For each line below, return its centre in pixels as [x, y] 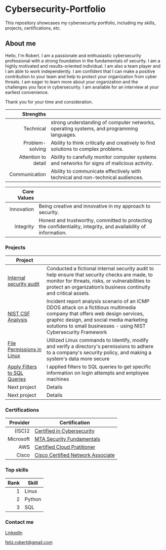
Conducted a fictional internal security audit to [100, 269]
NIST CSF [19, 314]
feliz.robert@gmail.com [29, 542]
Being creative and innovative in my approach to [95, 206]
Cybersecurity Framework [77, 332]
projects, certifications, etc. [33, 28]
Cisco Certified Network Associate [75, 455]
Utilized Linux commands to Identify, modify [98, 340]
